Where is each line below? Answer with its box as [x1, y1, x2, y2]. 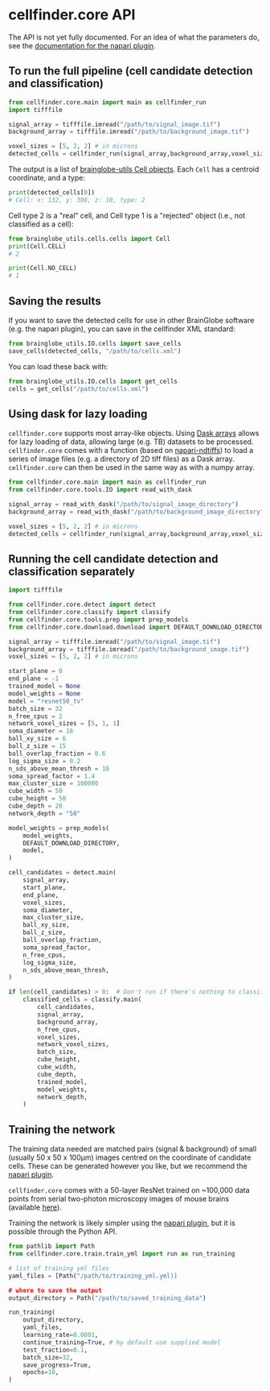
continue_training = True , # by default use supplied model [22, 1338, 221, 1347]
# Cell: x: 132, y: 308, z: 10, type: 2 [8, 196, 146, 204]
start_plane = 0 [8, 667, 63, 675]
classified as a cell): [8, 219, 74, 229]
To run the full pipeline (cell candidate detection [8, 64, 253, 78]
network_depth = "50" [8, 809, 81, 817]
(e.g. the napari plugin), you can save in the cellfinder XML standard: [8, 324, 235, 334]
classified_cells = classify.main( [22, 995, 142, 1004]
